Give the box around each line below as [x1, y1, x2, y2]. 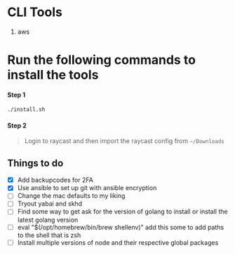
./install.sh [7, 106, 46, 113]
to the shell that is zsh [17, 231, 81, 239]
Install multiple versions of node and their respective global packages [17, 238, 219, 246]
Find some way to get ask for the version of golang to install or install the [17, 208, 228, 216]
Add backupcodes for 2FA [17, 176, 93, 185]
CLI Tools [7, 4, 63, 20]
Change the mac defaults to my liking [17, 192, 126, 200]
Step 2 [7, 121, 27, 130]
